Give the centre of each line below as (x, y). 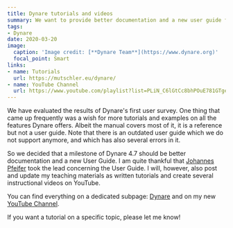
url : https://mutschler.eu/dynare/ (65, 78)
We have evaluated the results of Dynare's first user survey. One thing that (114, 111)
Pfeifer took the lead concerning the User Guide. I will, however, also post (112, 168)
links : (17, 65)
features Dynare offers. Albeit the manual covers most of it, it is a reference (115, 125)
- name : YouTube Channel (43, 85)
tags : (15, 26)
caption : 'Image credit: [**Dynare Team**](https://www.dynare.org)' (116, 53)
